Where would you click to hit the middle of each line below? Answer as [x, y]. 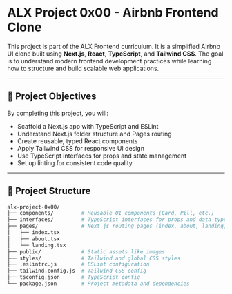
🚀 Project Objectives [52, 97]
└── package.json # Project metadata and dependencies [98, 284]
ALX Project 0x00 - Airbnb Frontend [113, 13]
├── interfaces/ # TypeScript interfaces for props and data [109, 220]
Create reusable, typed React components [77, 141]
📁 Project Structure [49, 191]
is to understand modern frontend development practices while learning [109, 61]
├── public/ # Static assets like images [86, 252]
